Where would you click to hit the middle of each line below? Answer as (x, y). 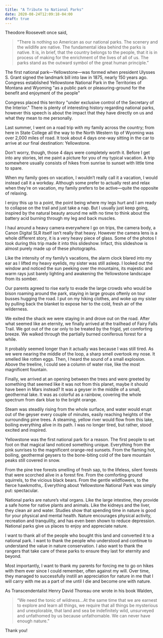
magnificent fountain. (26, 370)
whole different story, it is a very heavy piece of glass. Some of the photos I (81, 238)
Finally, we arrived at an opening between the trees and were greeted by (78, 379)
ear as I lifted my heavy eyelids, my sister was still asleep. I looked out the (79, 263)
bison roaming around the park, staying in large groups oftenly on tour (75, 293)
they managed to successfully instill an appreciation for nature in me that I (79, 576)
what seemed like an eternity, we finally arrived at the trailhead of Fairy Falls (81, 324)
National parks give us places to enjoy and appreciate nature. (66, 526)
